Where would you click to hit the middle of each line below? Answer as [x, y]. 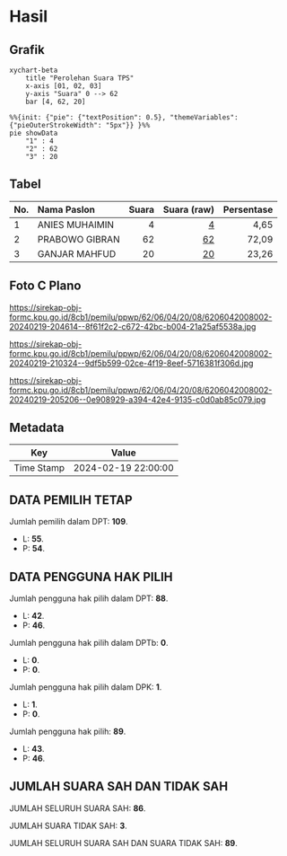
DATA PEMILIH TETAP [71, 500]
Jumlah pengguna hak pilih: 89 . [68, 732]
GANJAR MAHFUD [77, 253]
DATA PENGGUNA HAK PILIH [91, 577]
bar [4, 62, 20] [56, 101]
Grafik [27, 50]
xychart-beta [34, 70]
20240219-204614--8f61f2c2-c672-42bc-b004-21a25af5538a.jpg [133, 326]
